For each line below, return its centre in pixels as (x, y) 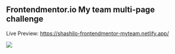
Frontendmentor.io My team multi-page (80, 10)
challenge (25, 19)
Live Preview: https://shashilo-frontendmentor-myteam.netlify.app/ (88, 33)
